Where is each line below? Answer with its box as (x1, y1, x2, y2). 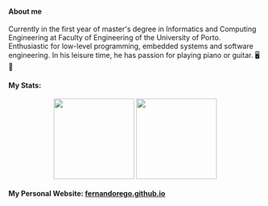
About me (8, 6, 43, 16)
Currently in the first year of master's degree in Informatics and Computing (8, 24, 257, 34)
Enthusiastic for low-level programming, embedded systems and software (8, 41, 254, 51)
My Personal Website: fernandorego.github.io (8, 189, 166, 198)
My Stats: (8, 80, 42, 90)
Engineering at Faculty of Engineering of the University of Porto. (8, 33, 221, 43)
